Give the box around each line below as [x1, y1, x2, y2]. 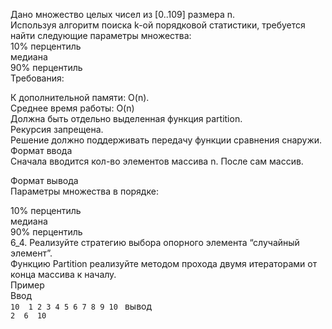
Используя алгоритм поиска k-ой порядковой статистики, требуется [10, 19, 306, 31]
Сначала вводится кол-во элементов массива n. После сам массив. [10, 155, 304, 167]
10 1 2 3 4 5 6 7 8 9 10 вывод [10, 300, 153, 312]
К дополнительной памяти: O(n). [10, 92, 150, 103]
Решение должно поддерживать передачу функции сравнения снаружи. [10, 134, 323, 146]
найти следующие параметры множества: [10, 30, 192, 41]
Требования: [10, 72, 65, 84]
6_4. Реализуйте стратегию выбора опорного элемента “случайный [10, 237, 300, 248]
